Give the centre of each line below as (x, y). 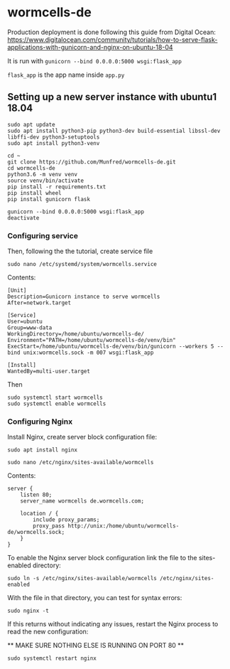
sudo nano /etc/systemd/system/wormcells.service (82, 264)
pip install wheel (34, 193)
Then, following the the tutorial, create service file (80, 251)
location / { (39, 514)
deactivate (23, 218)
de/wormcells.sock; (36, 532)
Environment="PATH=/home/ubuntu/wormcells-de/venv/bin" (92, 341)
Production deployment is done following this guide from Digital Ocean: (112, 32)
